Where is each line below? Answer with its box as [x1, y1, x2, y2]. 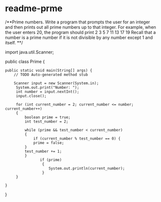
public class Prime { [5, 58, 45, 64]
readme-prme [5, 3, 63, 14]
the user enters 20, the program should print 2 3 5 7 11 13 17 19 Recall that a [5, 29, 156, 35]
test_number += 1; [24, 149, 62, 154]
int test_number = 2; [24, 119, 69, 124]
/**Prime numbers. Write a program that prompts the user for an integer [5, 19, 150, 25]
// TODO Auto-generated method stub [14, 72, 89, 77]
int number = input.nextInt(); [16, 89, 79, 94]
